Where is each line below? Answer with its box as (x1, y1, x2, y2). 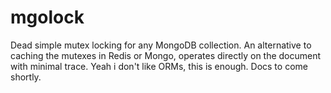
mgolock (10, 6, 85, 29)
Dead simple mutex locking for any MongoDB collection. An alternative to (10, 39, 312, 51)
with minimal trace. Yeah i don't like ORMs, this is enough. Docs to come (10, 60, 308, 72)
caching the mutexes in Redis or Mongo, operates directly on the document (10, 49, 322, 61)
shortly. (10, 71, 42, 83)
